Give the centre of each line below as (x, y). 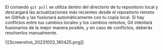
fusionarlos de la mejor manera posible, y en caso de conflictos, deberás (79, 28)
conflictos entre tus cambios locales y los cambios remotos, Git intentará (79, 22)
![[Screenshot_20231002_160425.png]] (44, 42)
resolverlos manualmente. (31, 33)
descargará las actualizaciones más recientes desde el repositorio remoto (80, 12)
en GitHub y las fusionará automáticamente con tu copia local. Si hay (75, 17)
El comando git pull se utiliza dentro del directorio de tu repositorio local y (82, 7)
